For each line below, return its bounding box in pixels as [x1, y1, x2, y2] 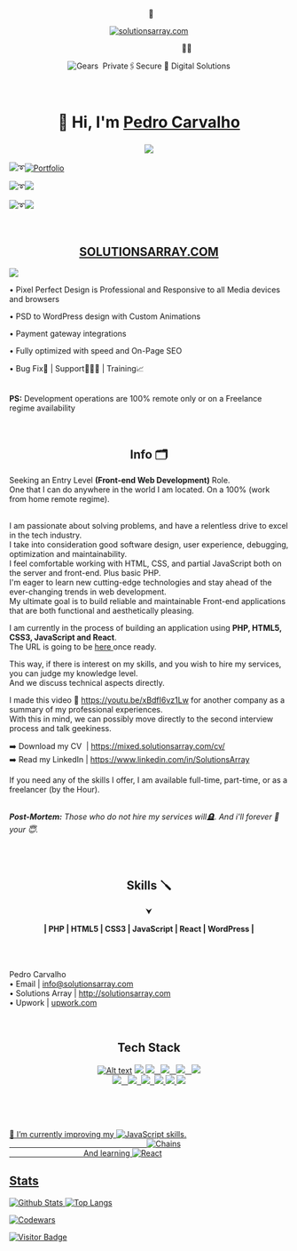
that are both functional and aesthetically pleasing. [9, 605, 195, 617]
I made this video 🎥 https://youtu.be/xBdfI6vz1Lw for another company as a [9, 695, 285, 705]
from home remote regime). [9, 494, 110, 505]
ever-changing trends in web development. [9, 586, 167, 597]
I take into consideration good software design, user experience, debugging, [9, 539, 289, 550]
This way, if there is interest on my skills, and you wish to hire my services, [9, 658, 282, 670]
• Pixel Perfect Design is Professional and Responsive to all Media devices [9, 284, 281, 295]
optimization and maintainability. [9, 549, 128, 560]
